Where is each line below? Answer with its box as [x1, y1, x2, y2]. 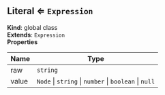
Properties [7, 37, 38, 46]
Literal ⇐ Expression [7, 5, 93, 17]
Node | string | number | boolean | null [36, 76, 155, 85]
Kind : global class [7, 23, 58, 31]
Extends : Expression [7, 31, 65, 39]
